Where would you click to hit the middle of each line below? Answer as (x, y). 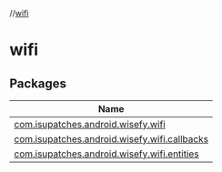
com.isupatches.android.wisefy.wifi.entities (106, 154)
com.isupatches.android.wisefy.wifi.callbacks (111, 139)
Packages (38, 83)
